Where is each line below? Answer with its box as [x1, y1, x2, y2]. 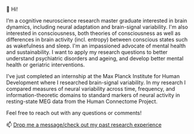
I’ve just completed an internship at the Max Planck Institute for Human [6, 73, 180, 79]
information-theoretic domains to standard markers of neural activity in [6, 92, 180, 98]
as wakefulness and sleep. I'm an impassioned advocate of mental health [6, 42, 186, 49]
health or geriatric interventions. [6, 61, 85, 68]
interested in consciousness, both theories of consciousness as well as [6, 30, 181, 37]
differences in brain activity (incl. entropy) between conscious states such [6, 36, 188, 43]
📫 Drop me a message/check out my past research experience [6, 122, 162, 128]
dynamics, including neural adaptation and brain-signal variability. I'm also [6, 24, 189, 30]
